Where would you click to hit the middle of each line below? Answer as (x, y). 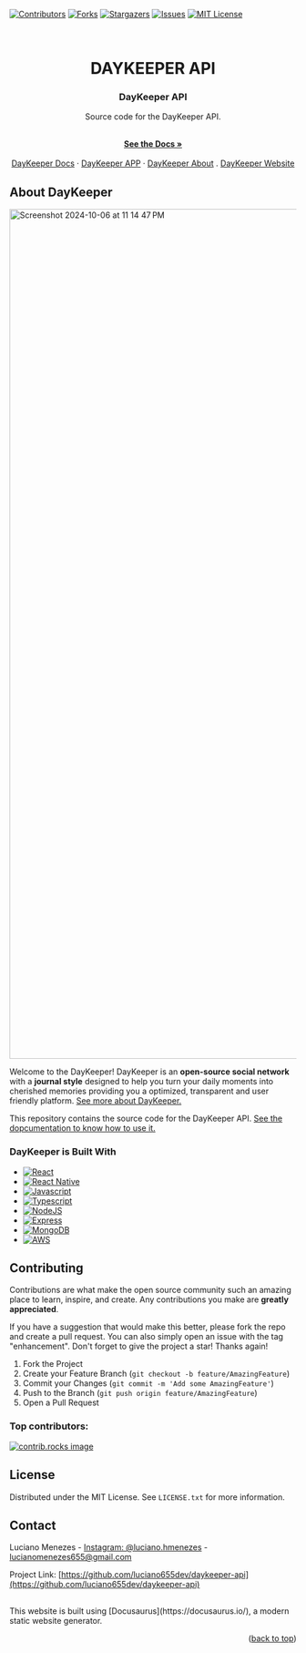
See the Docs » (153, 144)
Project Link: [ (36, 1575)
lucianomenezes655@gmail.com (71, 1557)
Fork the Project (53, 1364)
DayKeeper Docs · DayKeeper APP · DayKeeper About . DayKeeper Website (153, 163)
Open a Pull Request (61, 1402)
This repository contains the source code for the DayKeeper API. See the (146, 1119)
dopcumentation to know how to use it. (83, 1128)
